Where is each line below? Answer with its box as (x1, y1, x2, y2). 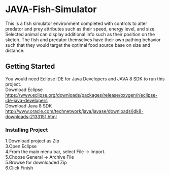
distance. (5, 47, 25, 53)
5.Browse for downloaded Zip (5, 159, 67, 166)
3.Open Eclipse (5, 143, 37, 150)
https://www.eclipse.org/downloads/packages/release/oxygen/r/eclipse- (5, 92, 158, 98)
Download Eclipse (5, 86, 43, 93)
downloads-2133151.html (5, 113, 57, 120)
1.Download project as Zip (5, 138, 60, 144)
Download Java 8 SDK (5, 103, 52, 109)
